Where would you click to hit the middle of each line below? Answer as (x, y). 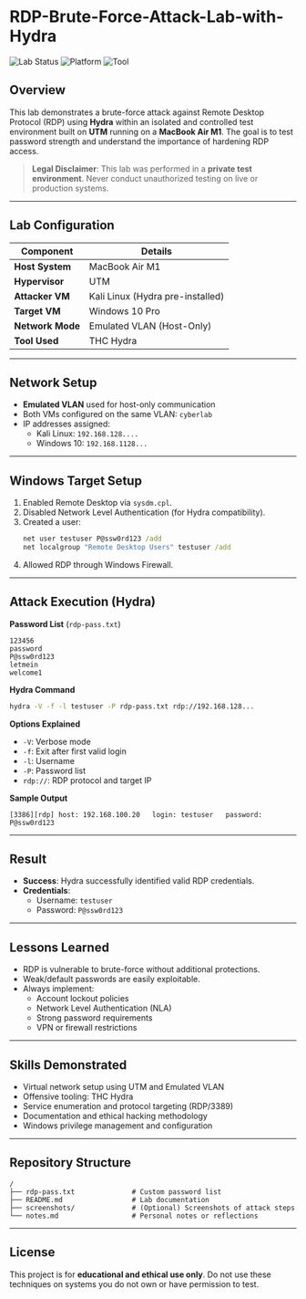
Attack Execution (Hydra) (83, 602)
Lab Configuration (62, 225)
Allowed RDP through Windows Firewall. (98, 564)
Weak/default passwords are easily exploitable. (111, 979)
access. (24, 151)
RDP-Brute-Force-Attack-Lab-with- (147, 17)
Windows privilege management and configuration (117, 1126)
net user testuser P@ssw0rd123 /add (92, 539)
